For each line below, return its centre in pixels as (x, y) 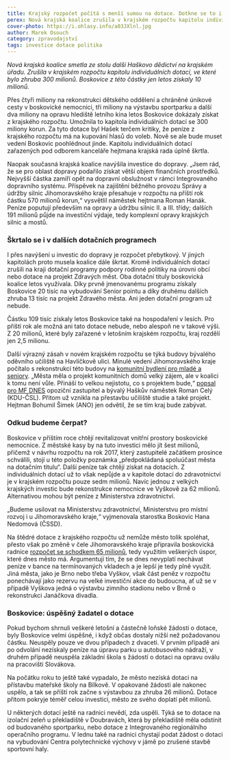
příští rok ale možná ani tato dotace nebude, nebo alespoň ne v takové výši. (114, 327)
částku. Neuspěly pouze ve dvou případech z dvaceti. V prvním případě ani (114, 642)
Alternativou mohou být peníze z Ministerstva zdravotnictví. (91, 496)
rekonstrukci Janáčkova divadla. (53, 595)
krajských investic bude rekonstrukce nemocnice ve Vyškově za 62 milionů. (114, 489)
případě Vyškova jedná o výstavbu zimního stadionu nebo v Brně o (102, 588)
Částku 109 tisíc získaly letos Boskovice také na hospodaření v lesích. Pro (111, 319)
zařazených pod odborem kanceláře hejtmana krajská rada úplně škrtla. (108, 151)
